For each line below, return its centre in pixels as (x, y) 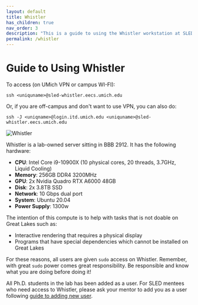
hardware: (19, 150)
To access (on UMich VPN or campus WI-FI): (61, 84)
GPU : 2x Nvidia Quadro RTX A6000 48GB (65, 181)
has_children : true (30, 22)
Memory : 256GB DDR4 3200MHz (56, 175)
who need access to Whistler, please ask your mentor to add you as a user (97, 289)
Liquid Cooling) (33, 168)
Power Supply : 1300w (42, 206)
